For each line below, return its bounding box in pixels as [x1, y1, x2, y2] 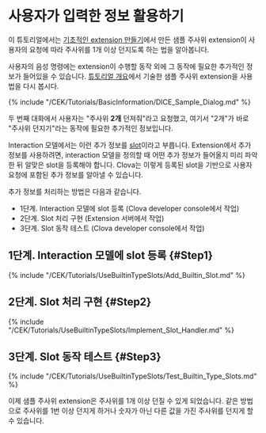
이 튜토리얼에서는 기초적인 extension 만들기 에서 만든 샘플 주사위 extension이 [8, 35, 247, 44]
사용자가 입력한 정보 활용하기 [8, 7, 184, 25]
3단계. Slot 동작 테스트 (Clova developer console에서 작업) [19, 223, 205, 233]
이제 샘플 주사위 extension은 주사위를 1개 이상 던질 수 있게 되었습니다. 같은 [8, 397, 239, 406]
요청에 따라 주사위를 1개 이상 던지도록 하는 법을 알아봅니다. [28, 44, 210, 54]
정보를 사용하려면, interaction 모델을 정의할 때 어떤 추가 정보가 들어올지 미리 [8, 150, 244, 159]
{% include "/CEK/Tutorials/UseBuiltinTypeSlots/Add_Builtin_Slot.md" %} [8, 270, 245, 279]
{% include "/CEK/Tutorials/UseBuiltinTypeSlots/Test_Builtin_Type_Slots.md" [8, 371, 257, 381]
